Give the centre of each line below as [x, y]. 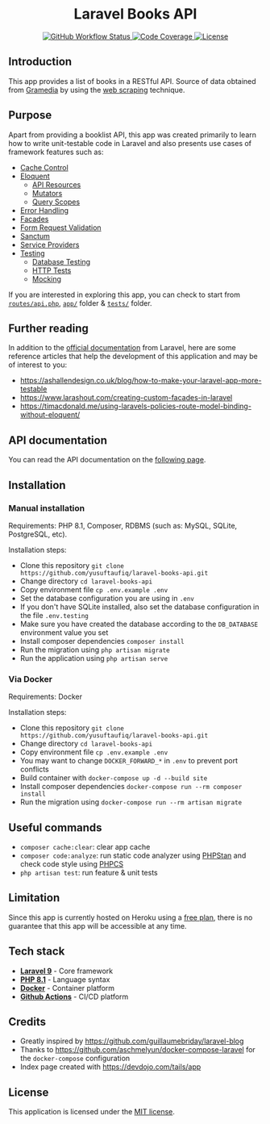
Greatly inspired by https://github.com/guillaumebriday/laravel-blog [132, 1041]
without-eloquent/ [50, 415]
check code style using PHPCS [71, 863]
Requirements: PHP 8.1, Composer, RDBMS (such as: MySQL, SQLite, [123, 525]
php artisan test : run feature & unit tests [89, 872]
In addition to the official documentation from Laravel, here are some [122, 348]
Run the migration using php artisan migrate [95, 650]
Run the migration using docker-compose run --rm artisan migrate [131, 802]
